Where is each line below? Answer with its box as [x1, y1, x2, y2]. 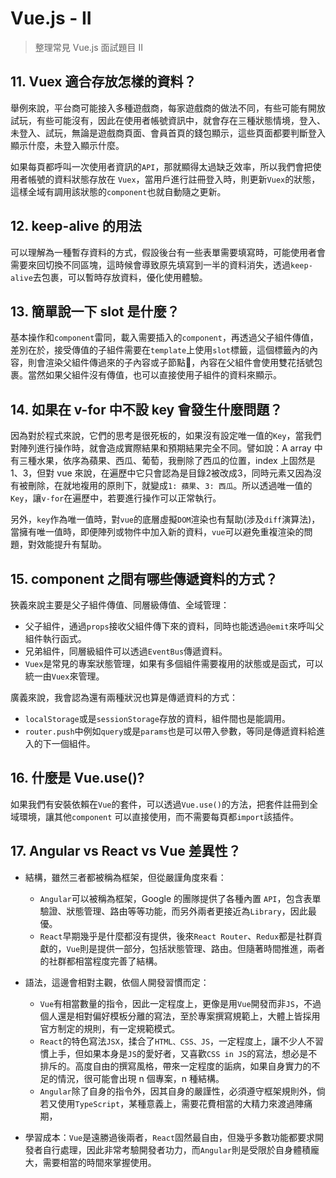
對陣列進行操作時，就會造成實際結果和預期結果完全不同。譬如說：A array [10, 442, 312, 454]
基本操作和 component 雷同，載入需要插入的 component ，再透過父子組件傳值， [10, 332, 319, 344]
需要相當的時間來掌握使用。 [42, 1156, 157, 1168]
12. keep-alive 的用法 [10, 218, 142, 235]
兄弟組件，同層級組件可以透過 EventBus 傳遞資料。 [24, 645, 228, 657]
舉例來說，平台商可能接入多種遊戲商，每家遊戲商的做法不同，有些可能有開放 [10, 102, 326, 114]
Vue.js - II [10, 7, 92, 30]
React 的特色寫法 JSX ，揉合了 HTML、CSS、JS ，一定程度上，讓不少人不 [39, 1035, 316, 1047]
